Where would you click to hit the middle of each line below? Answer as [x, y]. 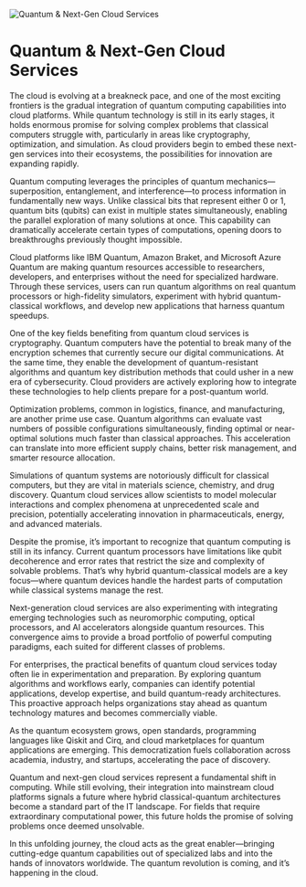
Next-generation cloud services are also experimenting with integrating [144, 607]
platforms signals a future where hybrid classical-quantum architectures [145, 797]
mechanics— [251, 181]
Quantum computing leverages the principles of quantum [117, 181]
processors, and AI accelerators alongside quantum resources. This [137, 627]
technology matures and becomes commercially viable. [114, 713]
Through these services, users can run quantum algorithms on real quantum [153, 286]
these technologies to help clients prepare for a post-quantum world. [139, 391]
